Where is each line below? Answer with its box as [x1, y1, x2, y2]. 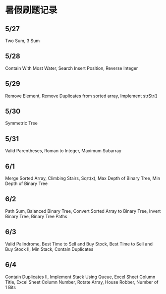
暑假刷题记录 [5, 4, 58, 16]
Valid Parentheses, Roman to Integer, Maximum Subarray [5, 148, 121, 154]
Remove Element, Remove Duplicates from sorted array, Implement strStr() [5, 93, 158, 99]
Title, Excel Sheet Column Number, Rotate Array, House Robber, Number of [5, 279, 159, 285]
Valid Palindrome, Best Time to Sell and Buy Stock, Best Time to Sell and [5, 241, 153, 247]
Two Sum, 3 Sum [5, 38, 40, 44]
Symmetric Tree [5, 120, 38, 126]
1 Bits [5, 284, 16, 290]
